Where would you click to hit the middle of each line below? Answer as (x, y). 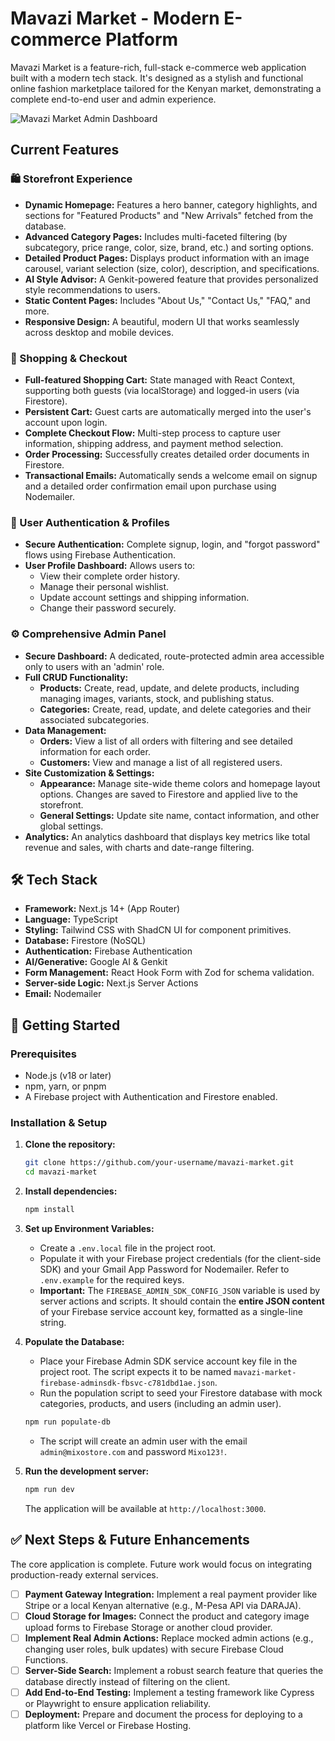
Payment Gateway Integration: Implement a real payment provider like (171, 1594)
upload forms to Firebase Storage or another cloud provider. (148, 1627)
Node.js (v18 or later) (68, 1076)
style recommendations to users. (92, 289)
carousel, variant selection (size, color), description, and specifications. (172, 268)
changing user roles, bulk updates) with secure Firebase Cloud (154, 1649)
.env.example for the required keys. (112, 1279)
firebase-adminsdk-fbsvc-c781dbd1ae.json (127, 1383)
